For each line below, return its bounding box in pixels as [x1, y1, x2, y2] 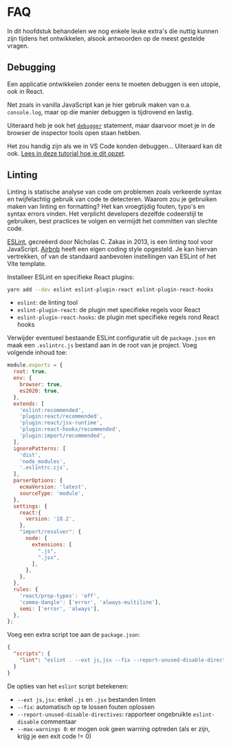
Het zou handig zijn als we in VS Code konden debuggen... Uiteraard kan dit [7, 142, 222, 150]
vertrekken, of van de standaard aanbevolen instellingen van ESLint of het [7, 252, 217, 260]
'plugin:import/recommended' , [19, 432, 107, 440]
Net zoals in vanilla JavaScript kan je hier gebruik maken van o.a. [7, 101, 191, 109]
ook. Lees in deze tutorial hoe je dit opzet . [7, 149, 126, 157]
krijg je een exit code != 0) [16, 732, 91, 740]
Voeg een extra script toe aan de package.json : [7, 631, 140, 639]
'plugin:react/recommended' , [19, 413, 103, 420]
